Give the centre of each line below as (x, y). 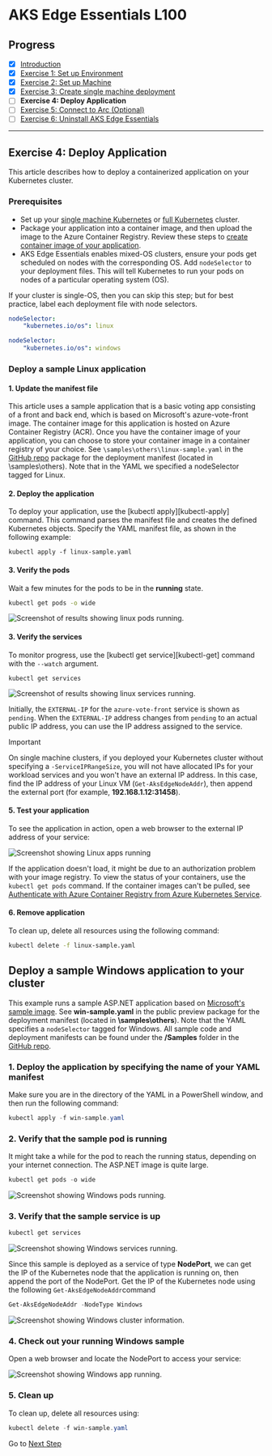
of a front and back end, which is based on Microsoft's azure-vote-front (128, 415)
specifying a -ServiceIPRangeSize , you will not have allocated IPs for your (131, 766)
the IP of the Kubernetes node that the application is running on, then (123, 1273)
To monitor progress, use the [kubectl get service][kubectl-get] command (132, 655)
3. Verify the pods (39, 570)
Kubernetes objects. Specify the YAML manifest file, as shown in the (122, 528)
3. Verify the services (45, 637)
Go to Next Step (35, 1443)
